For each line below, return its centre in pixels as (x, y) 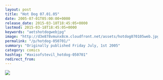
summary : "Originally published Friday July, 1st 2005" (63, 46)
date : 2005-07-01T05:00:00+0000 (38, 18)
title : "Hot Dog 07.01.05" (32, 14)
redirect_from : (20, 59)
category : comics (23, 50)
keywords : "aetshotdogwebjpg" (36, 32)
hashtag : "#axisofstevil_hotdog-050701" (47, 55)
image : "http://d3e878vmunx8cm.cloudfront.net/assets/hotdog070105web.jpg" (83, 37)
